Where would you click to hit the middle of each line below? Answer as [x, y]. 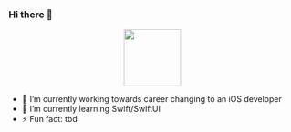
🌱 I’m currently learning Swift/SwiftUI [91, 109]
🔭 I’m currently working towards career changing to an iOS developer [151, 99]
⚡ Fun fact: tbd [50, 119]
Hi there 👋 [31, 15]
